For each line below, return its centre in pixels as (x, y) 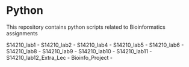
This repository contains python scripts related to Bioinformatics (86, 27)
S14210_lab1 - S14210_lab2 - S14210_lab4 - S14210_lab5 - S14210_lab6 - (95, 45)
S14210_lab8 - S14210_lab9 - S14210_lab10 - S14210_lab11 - (79, 51)
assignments (22, 33)
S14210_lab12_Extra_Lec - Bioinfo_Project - (60, 57)
